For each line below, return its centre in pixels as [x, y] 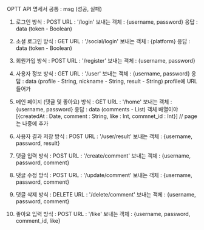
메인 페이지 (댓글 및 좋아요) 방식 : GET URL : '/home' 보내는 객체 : [94, 102]
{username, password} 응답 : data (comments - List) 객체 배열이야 [97, 109]
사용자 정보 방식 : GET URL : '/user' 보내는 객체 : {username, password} [103, 74]
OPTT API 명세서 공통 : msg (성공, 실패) [55, 9]
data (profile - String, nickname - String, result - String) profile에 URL [111, 81]
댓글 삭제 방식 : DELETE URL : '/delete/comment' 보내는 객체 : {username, [106, 194]
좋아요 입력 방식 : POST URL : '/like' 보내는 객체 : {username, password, [103, 214]
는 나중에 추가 [32, 123]
